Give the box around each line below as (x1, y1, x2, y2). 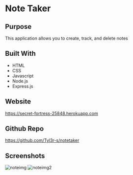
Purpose (5, 22, 32, 31)
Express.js (12, 83, 33, 89)
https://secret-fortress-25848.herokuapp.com (5, 110, 98, 116)
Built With (5, 49, 36, 58)
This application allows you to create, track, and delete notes (5, 35, 129, 41)
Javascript (12, 73, 34, 79)
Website (5, 97, 31, 106)
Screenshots (5, 152, 45, 160)
